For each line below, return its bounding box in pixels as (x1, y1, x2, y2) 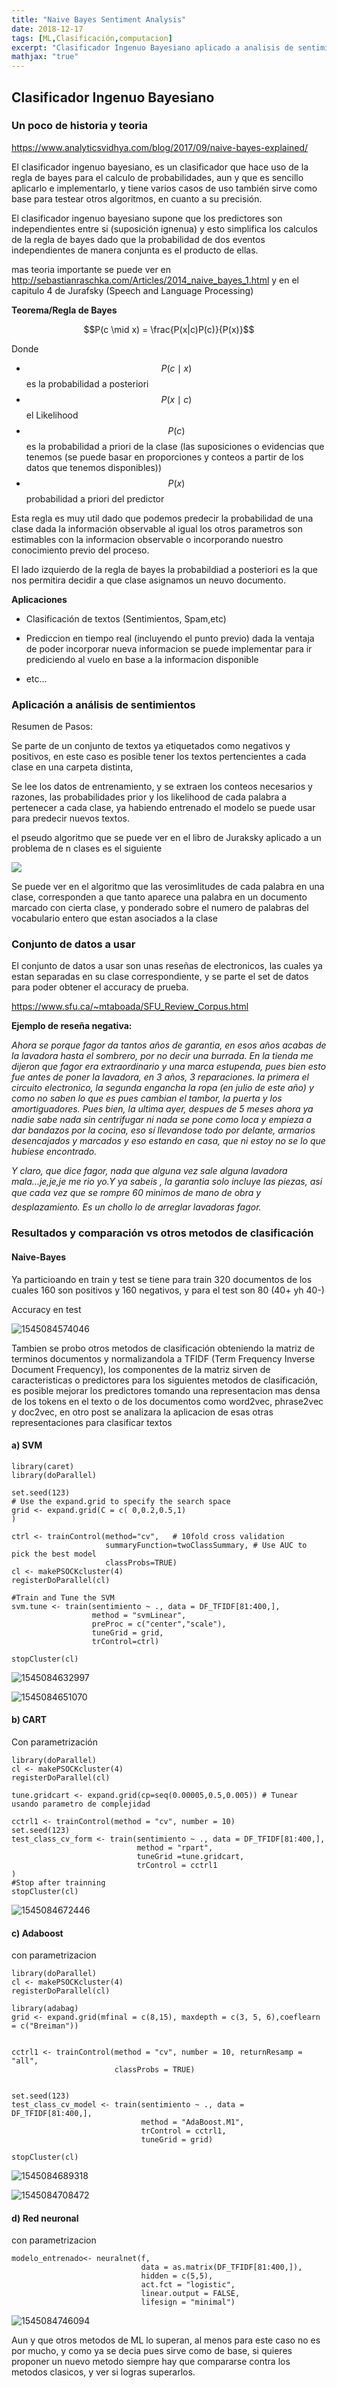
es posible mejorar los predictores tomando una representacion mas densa (11, 1384, 321, 1396)
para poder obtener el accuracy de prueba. (11, 981, 189, 993)
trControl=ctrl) (91, 1636, 160, 1646)
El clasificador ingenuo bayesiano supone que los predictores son (11, 212, 283, 224)
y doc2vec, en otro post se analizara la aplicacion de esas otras (11, 1406, 274, 1418)
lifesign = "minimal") (140, 2297, 236, 2308)
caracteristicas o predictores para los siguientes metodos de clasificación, (11, 1374, 318, 1386)
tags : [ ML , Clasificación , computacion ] (11, 33, 173, 43)
